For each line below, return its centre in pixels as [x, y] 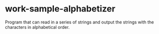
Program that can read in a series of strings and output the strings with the [79, 22]
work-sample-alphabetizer [60, 9]
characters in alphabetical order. [37, 27]
